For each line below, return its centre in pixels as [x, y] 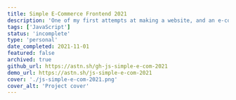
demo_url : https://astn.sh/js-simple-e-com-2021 [80, 73]
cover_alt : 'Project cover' [48, 86]
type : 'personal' [33, 40]
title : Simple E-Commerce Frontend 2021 [67, 14]
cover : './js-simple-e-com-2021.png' [63, 79]
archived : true [29, 60]
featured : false [31, 54]
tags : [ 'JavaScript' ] [39, 27]
